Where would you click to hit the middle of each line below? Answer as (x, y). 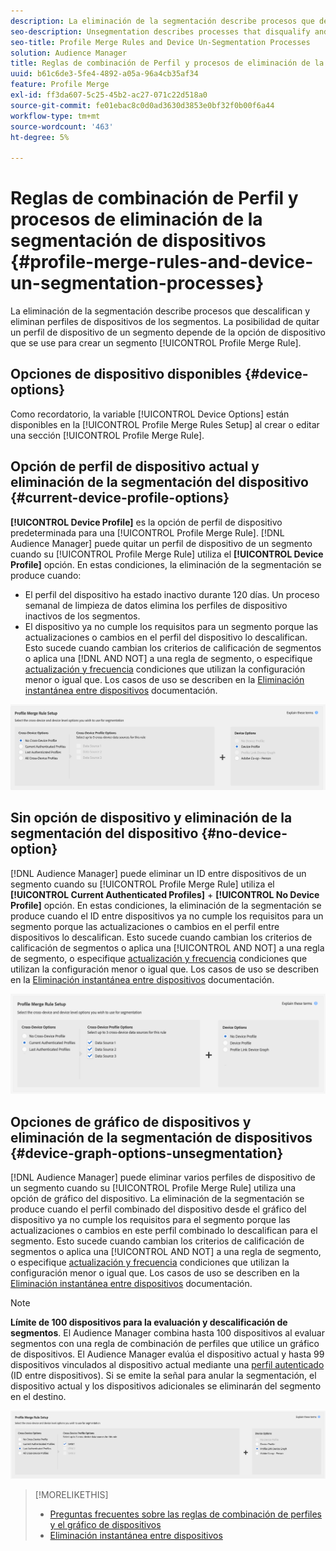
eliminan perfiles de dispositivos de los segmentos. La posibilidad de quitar (165, 322)
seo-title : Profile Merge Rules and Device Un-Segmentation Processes (160, 42)
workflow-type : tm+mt (55, 116)
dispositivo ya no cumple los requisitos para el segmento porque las (150, 1220)
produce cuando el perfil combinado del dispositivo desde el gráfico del (158, 1209)
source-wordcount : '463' (62, 126)
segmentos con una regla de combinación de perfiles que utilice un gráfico (165, 1344)
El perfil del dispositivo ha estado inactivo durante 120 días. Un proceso (172, 594)
